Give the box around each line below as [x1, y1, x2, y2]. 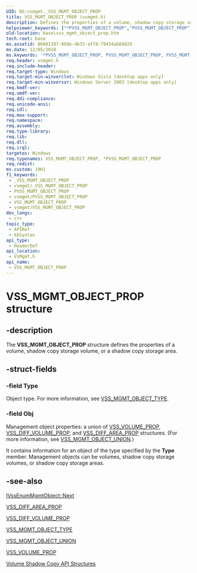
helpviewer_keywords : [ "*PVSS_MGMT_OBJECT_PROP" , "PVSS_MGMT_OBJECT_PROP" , [6, 25, 193, 31]
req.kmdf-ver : [6, 85, 41, 91]
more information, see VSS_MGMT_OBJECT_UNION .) [6, 435, 134, 442]
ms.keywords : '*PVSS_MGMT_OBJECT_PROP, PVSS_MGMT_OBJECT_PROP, [6, 52, 164, 58]
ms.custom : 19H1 [6, 166, 46, 173]
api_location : [6, 248, 41, 254]
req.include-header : [6, 63, 57, 69]
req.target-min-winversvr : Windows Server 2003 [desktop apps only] [6, 80, 177, 86]
